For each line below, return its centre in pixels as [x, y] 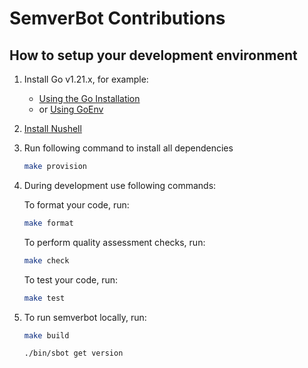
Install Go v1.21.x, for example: [86, 79]
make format [48, 223]
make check [46, 260]
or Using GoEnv [71, 109]
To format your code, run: [76, 204]
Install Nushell [52, 128]
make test [44, 298]
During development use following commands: [120, 185]
